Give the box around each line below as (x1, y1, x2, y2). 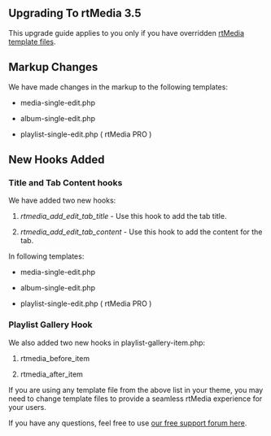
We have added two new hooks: (8, 195, 116, 206)
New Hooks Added (8, 153, 105, 167)
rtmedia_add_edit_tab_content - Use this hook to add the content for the (20, 227, 263, 237)
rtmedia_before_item (20, 353, 90, 363)
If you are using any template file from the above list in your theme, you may (8, 385, 264, 395)
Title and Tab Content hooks (8, 177, 123, 188)
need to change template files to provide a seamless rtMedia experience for (8, 394, 263, 403)
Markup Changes (8, 60, 98, 74)
